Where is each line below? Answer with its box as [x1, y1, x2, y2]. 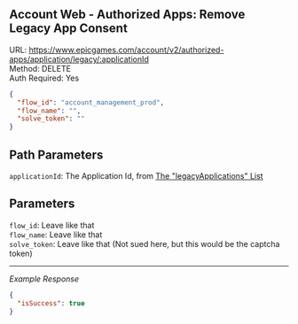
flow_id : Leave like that [9, 220, 95, 230]
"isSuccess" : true [17, 298, 86, 308]
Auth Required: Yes [9, 73, 80, 83]
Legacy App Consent [9, 21, 129, 36]
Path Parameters [9, 147, 104, 162]
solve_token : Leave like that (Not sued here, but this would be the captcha [9, 238, 280, 249]
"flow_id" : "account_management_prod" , [17, 97, 165, 107]
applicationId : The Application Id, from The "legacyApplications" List [9, 171, 263, 181]
